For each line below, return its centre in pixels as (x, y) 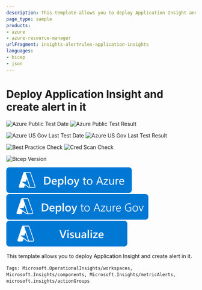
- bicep (16, 57)
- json (14, 63)
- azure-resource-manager (38, 38)
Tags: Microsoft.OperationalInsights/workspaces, (70, 268)
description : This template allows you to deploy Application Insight (96, 13)
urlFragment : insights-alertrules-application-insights (78, 45)
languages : (20, 51)
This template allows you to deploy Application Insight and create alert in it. (99, 256)
